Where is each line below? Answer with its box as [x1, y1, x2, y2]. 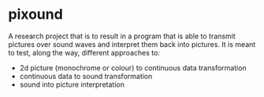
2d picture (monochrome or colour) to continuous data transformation [19, 63, 247, 72]
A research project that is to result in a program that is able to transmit [8, 31, 236, 41]
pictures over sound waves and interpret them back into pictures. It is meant [8, 39, 256, 48]
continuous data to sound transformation [19, 71, 153, 81]
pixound [8, 5, 63, 23]
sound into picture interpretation [19, 80, 125, 89]
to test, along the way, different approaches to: [8, 48, 160, 57]
